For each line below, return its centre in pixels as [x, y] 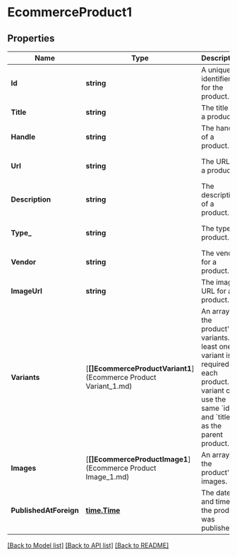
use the [213, 399]
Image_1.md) [108, 477]
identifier [216, 79]
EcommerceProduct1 [70, 12]
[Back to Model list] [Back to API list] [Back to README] [88, 545]
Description [31, 199]
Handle [23, 137]
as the [211, 426]
